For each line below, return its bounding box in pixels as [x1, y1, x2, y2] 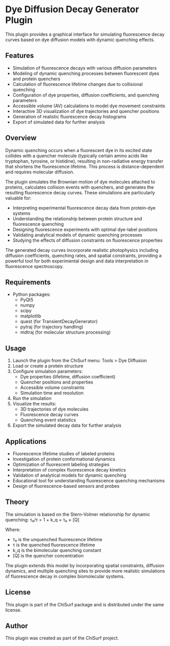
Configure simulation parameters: [12, 368, 83, 374]
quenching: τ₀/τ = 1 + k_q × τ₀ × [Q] [5, 516, 80, 522]
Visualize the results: [12, 401, 57, 407]
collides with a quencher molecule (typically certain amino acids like [5, 153, 148, 159]
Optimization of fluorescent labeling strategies [12, 461, 110, 467]
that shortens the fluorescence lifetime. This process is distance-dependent [5, 163, 164, 169]
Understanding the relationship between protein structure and [12, 215, 142, 222]
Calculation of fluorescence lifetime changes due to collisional [12, 81, 143, 87]
